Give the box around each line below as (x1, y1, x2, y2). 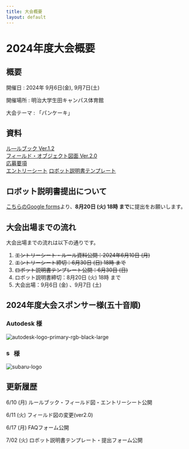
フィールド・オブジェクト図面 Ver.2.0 (6, 152, 97, 160)
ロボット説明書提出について (6, 186, 107, 196)
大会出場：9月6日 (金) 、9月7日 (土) (14, 281, 102, 288)
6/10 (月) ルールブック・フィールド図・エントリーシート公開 (6, 399, 152, 406)
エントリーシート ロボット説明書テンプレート (6, 167, 116, 174)
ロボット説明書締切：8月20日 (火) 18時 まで (14, 273, 121, 281)
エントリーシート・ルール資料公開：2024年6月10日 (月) (14, 251, 151, 259)
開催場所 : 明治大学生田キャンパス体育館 (6, 96, 104, 104)
